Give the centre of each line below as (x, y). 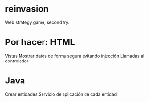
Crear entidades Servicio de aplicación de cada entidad (61, 94)
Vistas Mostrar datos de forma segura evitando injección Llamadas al (75, 56)
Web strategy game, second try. (37, 22)
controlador (17, 61)
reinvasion (27, 9)
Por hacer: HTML (40, 42)
